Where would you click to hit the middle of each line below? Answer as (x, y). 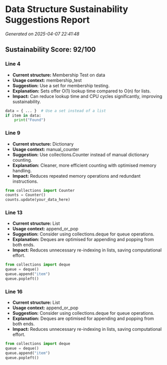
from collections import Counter (40, 190)
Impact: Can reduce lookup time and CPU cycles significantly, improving (87, 96)
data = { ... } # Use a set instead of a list (56, 111)
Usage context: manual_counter (46, 149)
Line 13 (14, 213)
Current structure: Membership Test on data (59, 75)
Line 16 (14, 291)
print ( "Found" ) (30, 120)
